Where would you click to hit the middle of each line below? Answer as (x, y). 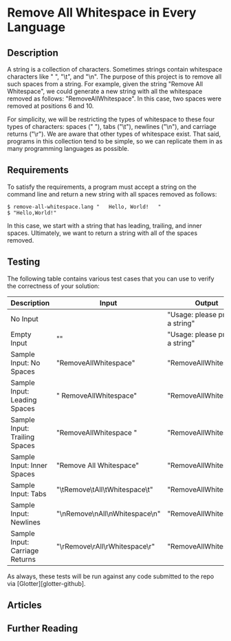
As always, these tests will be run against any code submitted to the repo (111, 576)
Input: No (25, 363)
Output (207, 303)
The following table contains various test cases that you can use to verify (111, 278)
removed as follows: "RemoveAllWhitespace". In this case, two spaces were (114, 99)
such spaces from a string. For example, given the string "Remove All (105, 84)
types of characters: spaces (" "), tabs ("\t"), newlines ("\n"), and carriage (112, 126)
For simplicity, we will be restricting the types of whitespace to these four (111, 119)
